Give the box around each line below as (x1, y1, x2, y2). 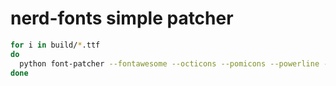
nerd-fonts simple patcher (10, 7, 234, 30)
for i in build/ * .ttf (10, 40, 101, 50)
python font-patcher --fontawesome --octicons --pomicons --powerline (19, 58, 320, 69)
